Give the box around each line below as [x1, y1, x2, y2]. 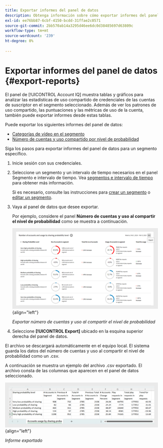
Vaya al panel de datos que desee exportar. [12, 204, 99, 210]
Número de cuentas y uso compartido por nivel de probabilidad [12, 136, 139, 142]
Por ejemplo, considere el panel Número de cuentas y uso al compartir [12, 213, 156, 219]
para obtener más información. [12, 180, 74, 185]
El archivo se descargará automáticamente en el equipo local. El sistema [5, 343, 149, 349]
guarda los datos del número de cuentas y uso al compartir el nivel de [5, 348, 145, 354]
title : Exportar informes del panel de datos [5, 8, 98, 13]
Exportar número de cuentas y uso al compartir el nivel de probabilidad [12, 319, 156, 325]
